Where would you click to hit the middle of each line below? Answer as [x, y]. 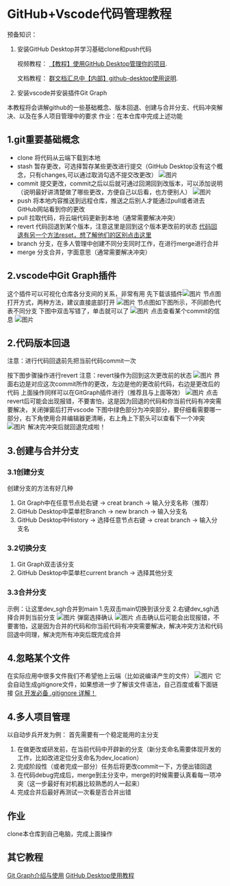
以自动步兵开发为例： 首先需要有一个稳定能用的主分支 [83, 735]
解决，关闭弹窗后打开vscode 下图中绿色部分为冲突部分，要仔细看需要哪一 [117, 410]
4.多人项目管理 [39, 717]
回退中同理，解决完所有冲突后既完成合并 [64, 634]
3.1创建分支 [26, 472]
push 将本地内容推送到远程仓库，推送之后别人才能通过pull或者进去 [111, 201]
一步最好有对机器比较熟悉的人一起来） [89, 784]
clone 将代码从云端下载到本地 [59, 157]
